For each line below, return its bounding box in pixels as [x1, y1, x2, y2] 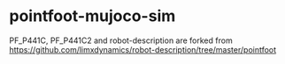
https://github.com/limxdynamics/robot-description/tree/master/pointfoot [9, 44, 277, 54]
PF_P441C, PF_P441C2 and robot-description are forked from [9, 35, 233, 46]
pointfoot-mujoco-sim [9, 6, 176, 26]
